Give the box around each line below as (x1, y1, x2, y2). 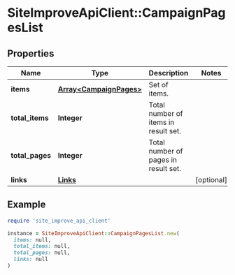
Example (7, 199, 46, 211)
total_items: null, (13, 243, 71, 250)
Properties (7, 47, 55, 59)
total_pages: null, (13, 249, 71, 256)
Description (148, 68, 189, 77)
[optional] (195, 175, 227, 184)
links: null (13, 256, 49, 263)
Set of (148, 80, 169, 89)
